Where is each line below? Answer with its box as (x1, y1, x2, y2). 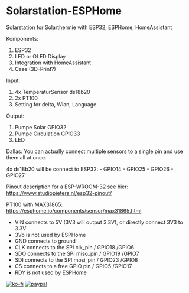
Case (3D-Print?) (14, 65, 56, 72)
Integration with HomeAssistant (14, 59, 92, 66)
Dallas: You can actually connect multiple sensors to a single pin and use (6, 148, 183, 155)
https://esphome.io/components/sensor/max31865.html (6, 207, 142, 214)
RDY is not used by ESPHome (14, 269, 87, 276)
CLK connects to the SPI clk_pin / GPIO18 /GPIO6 (14, 243, 135, 250)
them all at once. (6, 154, 47, 161)
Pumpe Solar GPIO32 (14, 123, 67, 131)
